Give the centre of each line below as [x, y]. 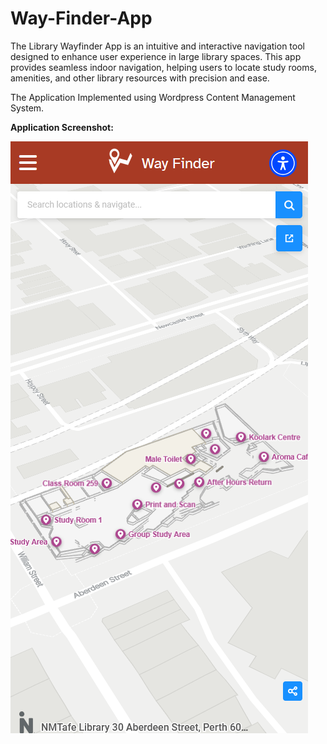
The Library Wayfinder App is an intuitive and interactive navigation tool [157, 46]
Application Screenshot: [62, 127]
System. [27, 108]
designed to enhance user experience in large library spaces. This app [156, 56]
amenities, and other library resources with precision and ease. [140, 78]
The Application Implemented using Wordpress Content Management [153, 97]
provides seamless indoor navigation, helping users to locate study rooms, [163, 67]
